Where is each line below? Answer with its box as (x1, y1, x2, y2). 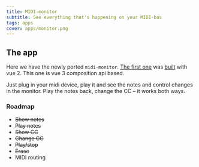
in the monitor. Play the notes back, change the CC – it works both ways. (6, 88, 186, 95)
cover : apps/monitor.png (6, 25, 68, 32)
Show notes (14, 116, 45, 123)
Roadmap (6, 102, 35, 110)
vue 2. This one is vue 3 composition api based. (6, 70, 125, 77)
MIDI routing (14, 154, 46, 161)
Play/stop (14, 141, 38, 149)
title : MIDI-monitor (6, 8, 58, 15)
